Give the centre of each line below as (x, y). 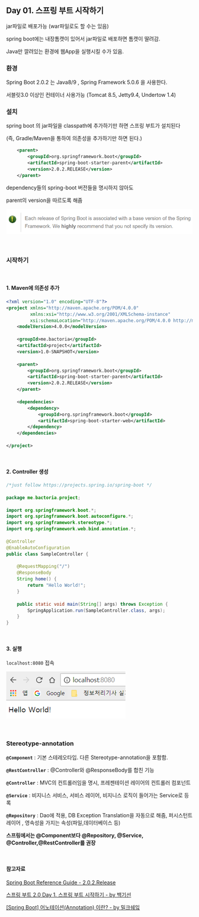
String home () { (37, 579)
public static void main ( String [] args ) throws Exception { (92, 604)
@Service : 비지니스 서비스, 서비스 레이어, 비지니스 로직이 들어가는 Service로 (94, 795)
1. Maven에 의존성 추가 (33, 288)
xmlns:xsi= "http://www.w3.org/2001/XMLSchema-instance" (100, 314)
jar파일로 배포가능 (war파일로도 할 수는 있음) (58, 26)
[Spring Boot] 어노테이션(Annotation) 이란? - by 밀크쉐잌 (73, 907)
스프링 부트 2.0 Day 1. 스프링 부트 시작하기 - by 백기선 (69, 894)
